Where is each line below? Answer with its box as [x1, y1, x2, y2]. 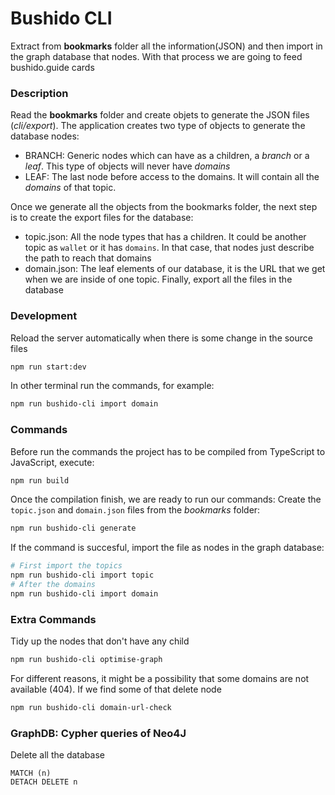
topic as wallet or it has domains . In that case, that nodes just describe [24, 242, 315, 254]
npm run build [10, 475, 70, 486]
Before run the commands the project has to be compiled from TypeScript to [10, 445, 326, 457]
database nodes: [10, 130, 80, 142]
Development [10, 309, 78, 323]
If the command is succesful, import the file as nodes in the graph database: [10, 542, 325, 554]
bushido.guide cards [10, 61, 95, 73]
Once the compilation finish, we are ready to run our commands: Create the [10, 493, 322, 506]
